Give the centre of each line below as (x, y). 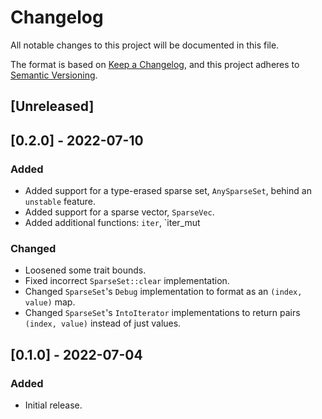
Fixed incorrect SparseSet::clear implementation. (127, 281)
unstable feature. (60, 202)
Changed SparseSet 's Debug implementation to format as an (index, (163, 292)
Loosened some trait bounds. (85, 270)
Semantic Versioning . (54, 75)
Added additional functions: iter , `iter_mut (112, 223)
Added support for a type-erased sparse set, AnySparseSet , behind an (168, 191)
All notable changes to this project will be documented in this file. (145, 45)
